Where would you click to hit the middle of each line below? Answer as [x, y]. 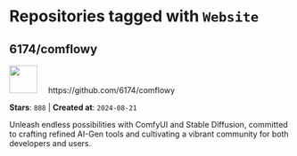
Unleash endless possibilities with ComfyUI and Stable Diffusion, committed [148, 125]
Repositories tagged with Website [134, 16]
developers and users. [50, 143]
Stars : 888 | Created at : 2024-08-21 [73, 107]
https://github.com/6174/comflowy [111, 90]
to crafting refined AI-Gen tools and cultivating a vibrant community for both [149, 134]
